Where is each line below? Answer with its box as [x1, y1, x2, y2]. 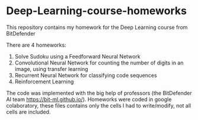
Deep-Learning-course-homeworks [6, 4, 187, 18]
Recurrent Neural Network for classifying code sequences [14, 72, 157, 79]
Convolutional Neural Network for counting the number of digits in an [14, 59, 184, 66]
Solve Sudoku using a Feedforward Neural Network [14, 53, 140, 60]
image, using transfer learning [14, 65, 88, 72]
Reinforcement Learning [14, 78, 74, 85]
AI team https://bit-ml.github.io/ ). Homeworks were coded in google [6, 96, 172, 103]
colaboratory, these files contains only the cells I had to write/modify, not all [6, 102, 191, 109]
